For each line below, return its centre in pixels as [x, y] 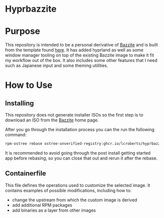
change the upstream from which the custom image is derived [75, 200]
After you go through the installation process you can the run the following [80, 130]
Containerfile [26, 173]
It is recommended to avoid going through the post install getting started [78, 153]
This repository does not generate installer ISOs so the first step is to [74, 115]
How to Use [29, 85]
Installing [20, 103]
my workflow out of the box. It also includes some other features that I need [81, 60]
